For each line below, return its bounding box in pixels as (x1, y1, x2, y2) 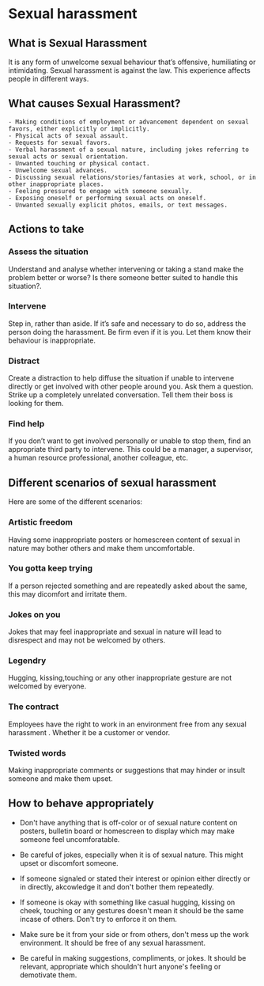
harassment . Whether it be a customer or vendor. (8, 727, 171, 737)
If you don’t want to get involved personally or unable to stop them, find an (8, 436, 251, 446)
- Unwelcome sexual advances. (8, 166, 108, 174)
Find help (8, 419, 45, 430)
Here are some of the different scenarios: (8, 497, 143, 506)
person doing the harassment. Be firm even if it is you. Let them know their (8, 327, 251, 336)
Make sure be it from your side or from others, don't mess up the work (19, 929, 249, 939)
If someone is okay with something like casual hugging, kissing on (19, 897, 236, 907)
